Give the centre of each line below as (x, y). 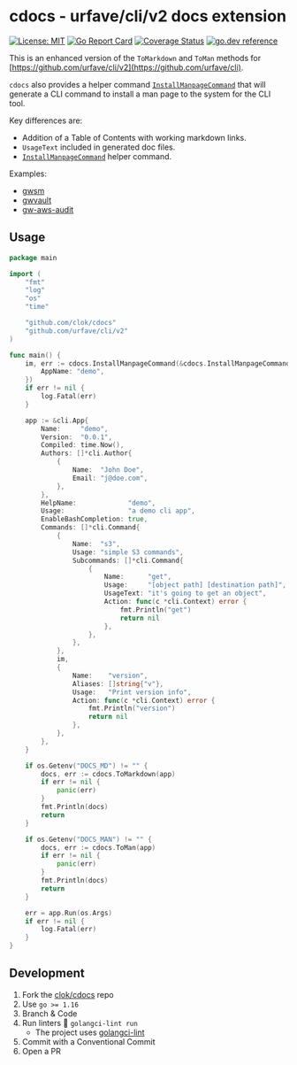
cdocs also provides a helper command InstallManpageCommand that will (138, 84)
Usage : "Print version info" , (132, 692)
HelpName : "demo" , (99, 503)
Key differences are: (46, 120)
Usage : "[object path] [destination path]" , (195, 585)
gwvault (36, 200)
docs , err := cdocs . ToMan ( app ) (99, 847)
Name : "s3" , (96, 544)
